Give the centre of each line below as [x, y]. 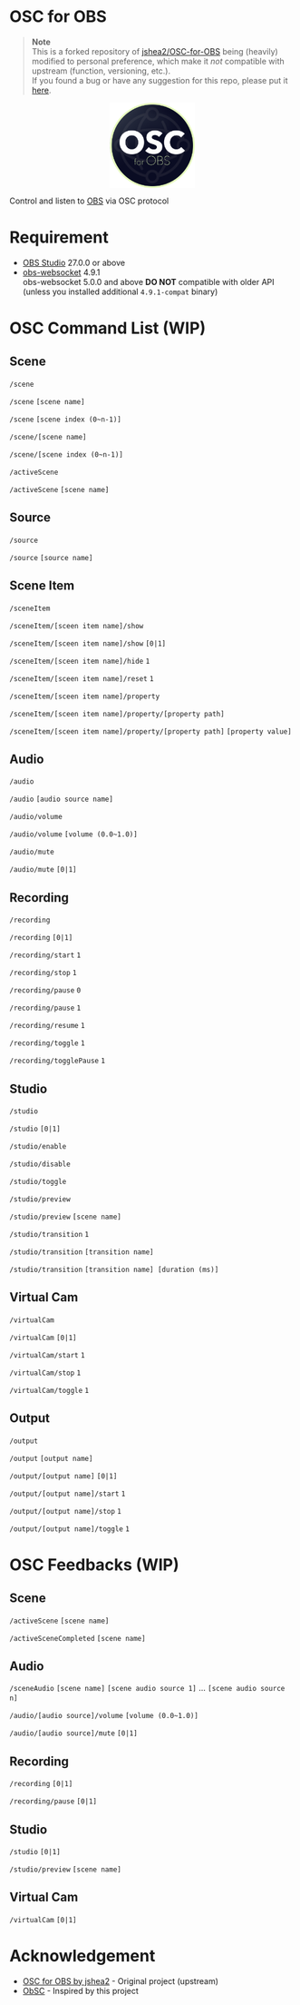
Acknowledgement [82, 1956]
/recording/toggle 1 [47, 1043]
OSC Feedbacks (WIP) [94, 1565]
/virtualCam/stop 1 [45, 1373]
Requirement [59, 237]
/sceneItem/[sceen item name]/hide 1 [80, 661]
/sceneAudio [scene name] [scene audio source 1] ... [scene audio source [147, 1688]
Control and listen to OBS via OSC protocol [89, 201]
